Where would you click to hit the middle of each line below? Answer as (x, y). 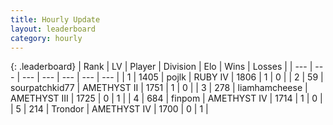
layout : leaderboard (53, 29)
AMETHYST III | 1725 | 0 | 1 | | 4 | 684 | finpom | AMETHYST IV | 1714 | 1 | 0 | (166, 98)
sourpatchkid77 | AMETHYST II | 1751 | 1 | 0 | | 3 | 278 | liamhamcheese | (159, 88)
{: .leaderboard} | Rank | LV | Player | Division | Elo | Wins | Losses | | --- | (161, 67)
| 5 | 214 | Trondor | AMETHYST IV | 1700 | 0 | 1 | (109, 109)
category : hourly (46, 38)
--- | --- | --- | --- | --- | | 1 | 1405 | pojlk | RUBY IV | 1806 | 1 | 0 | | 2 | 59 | (172, 77)
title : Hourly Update (55, 19)
